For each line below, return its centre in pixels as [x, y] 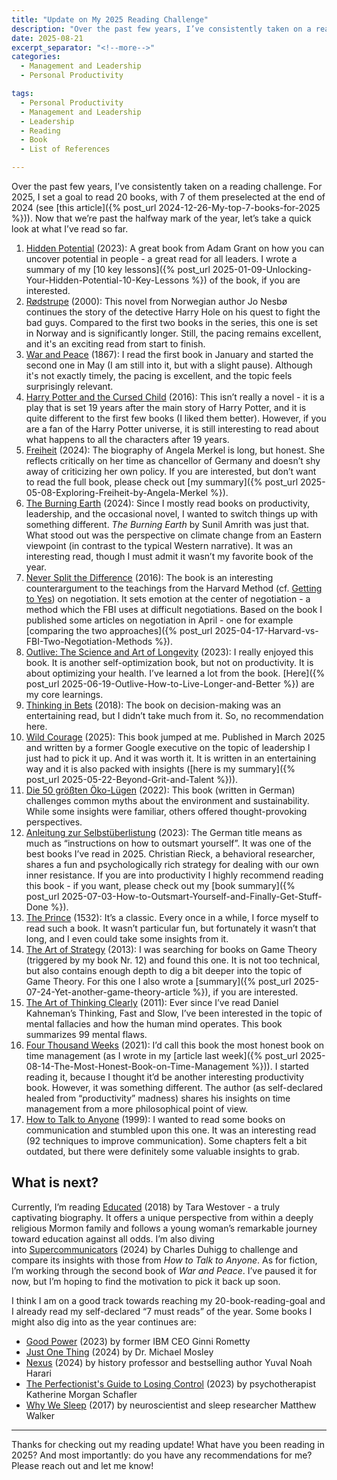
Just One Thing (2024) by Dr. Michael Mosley [119, 1352]
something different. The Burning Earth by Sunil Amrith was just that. [167, 524]
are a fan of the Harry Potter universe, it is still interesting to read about [172, 429]
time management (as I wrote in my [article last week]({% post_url [161, 1055]
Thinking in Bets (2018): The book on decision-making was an [153, 705]
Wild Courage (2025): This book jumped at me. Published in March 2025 [175, 737]
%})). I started [279, 1066]
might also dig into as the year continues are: [104, 1322]
